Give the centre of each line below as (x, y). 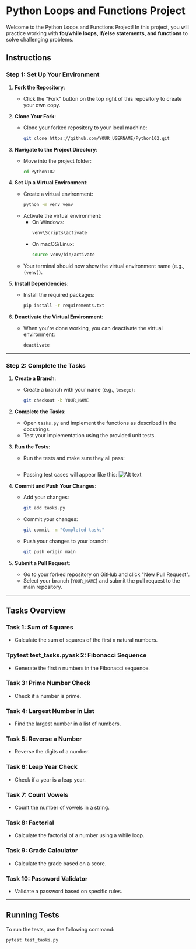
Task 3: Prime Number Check (48, 683)
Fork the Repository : (40, 87)
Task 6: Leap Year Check (42, 767)
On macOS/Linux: (53, 244)
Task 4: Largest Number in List (50, 711)
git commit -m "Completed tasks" (64, 530)
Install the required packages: (59, 295)
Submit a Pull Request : (42, 563)
